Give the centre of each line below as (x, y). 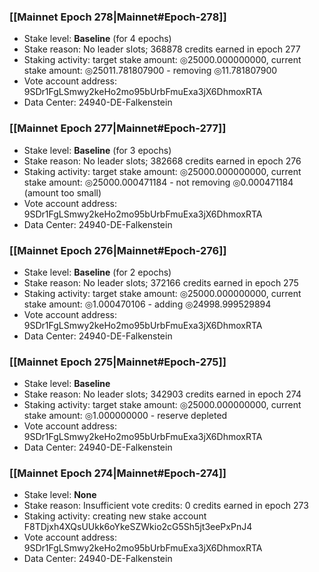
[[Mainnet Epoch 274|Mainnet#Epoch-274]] (118, 473)
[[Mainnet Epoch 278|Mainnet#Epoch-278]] (118, 17)
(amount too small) (62, 192)
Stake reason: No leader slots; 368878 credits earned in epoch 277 (162, 49)
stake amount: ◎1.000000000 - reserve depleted (125, 416)
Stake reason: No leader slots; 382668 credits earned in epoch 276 (162, 161)
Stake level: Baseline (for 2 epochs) (97, 272)
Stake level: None (60, 495)
